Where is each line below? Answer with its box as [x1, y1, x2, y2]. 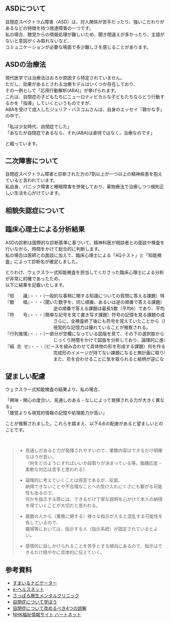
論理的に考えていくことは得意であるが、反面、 [25, 477, 123, 483]
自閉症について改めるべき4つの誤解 [12, 605, 87, 611]
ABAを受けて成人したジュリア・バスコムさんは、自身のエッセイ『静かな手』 [5, 106, 165, 112]
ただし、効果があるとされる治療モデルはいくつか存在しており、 [5, 81, 138, 87]
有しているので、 [25, 520, 61, 526]
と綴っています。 [5, 140, 40, 146]
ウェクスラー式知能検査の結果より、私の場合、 [5, 386, 103, 393]
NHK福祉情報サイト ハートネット [12, 611, 82, 618]
